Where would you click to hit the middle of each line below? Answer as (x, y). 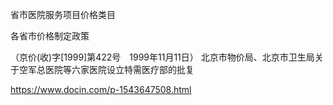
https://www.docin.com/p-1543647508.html (101, 89)
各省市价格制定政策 (50, 36)
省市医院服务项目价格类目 (63, 14)
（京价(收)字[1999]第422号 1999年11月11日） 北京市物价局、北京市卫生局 (162, 57)
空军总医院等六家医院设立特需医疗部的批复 (106, 69)
